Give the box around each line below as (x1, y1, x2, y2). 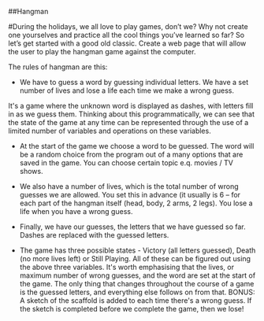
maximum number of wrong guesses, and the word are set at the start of (19, 271, 256, 280)
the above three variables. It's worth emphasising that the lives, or (19, 263, 235, 271)
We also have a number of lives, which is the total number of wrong (19, 182, 239, 191)
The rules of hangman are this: (8, 62, 108, 72)
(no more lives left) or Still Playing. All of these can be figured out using (19, 254, 251, 263)
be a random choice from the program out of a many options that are (19, 149, 244, 159)
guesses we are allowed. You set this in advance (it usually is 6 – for (19, 190, 241, 199)
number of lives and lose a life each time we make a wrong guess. (19, 86, 235, 95)
